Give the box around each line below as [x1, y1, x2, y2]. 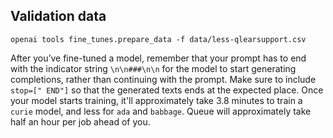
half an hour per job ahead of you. [10, 115, 151, 128]
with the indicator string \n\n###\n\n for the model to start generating [10, 62, 297, 74]
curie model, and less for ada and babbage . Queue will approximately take [10, 105, 312, 117]
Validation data [10, 8, 107, 25]
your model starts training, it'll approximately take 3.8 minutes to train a [10, 94, 303, 106]
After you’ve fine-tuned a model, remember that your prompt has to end [10, 52, 307, 64]
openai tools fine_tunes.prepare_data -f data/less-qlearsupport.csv [10, 34, 307, 44]
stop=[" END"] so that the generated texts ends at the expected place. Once [10, 84, 324, 96]
